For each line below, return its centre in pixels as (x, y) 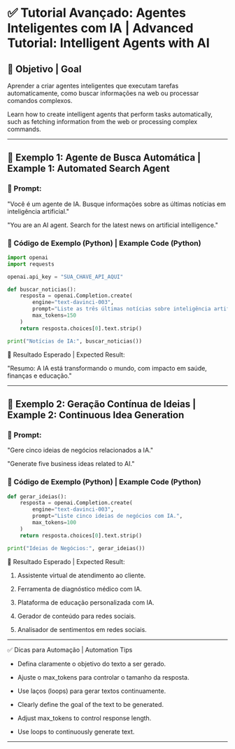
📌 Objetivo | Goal (44, 69)
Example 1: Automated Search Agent (88, 169)
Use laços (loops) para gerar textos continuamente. (92, 691)
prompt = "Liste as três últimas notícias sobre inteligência (122, 309)
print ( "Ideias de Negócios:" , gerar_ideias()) (76, 548)
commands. (24, 129)
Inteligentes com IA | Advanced (100, 28)
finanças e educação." (40, 376)
